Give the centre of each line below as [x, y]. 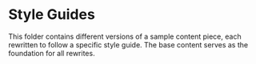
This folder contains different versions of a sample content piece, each [125, 36]
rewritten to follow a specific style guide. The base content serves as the [128, 44]
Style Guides [52, 15]
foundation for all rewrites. [52, 53]
